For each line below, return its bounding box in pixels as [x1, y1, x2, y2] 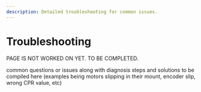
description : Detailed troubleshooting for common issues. [6, 8, 158, 15]
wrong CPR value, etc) [6, 79, 62, 86]
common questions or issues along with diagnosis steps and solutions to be [6, 66, 195, 73]
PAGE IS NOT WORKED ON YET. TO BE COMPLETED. [6, 55, 139, 62]
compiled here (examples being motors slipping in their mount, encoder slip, [6, 73, 196, 80]
